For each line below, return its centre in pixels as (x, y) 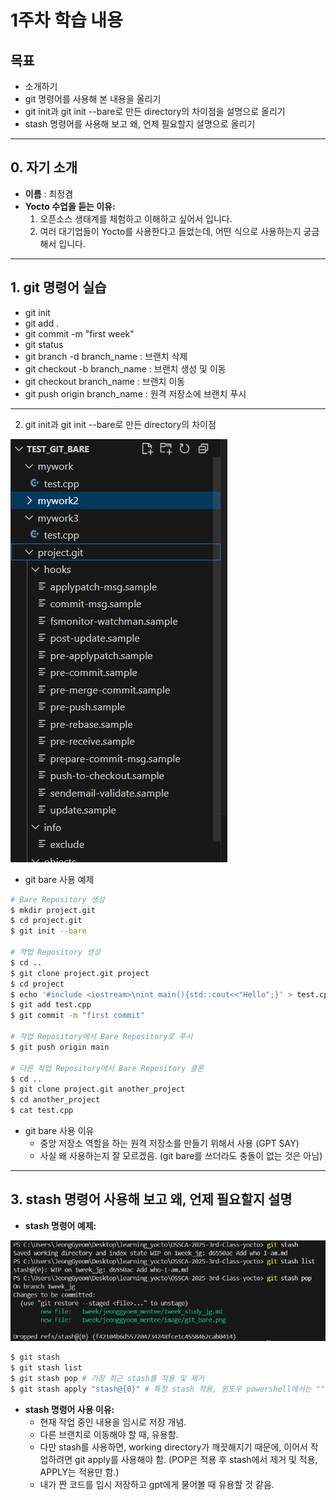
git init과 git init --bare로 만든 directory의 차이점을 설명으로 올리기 (155, 111)
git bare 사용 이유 (59, 1130)
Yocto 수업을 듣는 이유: (70, 206)
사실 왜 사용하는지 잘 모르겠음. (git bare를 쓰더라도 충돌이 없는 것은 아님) (181, 1155)
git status (44, 344)
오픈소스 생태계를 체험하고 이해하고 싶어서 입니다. (136, 218)
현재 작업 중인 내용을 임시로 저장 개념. (113, 1422)
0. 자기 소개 (44, 167)
